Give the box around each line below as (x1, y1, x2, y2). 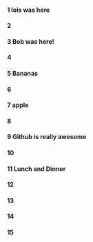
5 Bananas (7, 69, 38, 77)
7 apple (7, 101, 29, 109)
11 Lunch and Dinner (7, 164, 66, 173)
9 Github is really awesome (7, 133, 87, 141)
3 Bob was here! (7, 37, 54, 45)
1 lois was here (7, 6, 50, 14)
